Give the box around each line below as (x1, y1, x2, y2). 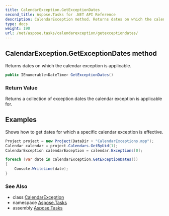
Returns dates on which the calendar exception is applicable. (5, 62, 132, 68)
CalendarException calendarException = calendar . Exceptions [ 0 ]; (5, 148, 143, 153)
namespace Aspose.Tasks (12, 199, 67, 206)
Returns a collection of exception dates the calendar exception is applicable (5, 95, 162, 101)
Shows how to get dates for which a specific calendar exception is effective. (5, 129, 163, 135)
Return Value (5, 84, 38, 91)
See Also (5, 183, 28, 190)
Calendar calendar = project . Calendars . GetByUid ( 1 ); (5, 143, 118, 148)
